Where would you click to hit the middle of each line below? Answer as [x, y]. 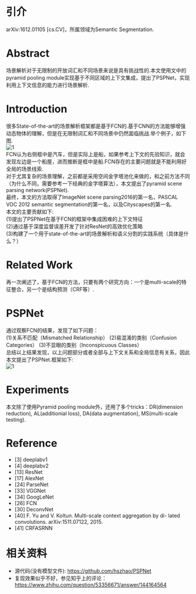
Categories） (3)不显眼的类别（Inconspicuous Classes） [74, 345]
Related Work [39, 265]
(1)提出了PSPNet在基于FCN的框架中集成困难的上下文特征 [75, 219]
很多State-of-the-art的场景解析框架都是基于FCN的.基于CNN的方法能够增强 [96, 126]
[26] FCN [26, 503]
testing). [16, 419]
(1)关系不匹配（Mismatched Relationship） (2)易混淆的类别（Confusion [91, 337]
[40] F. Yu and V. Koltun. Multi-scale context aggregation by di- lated [97, 516]
